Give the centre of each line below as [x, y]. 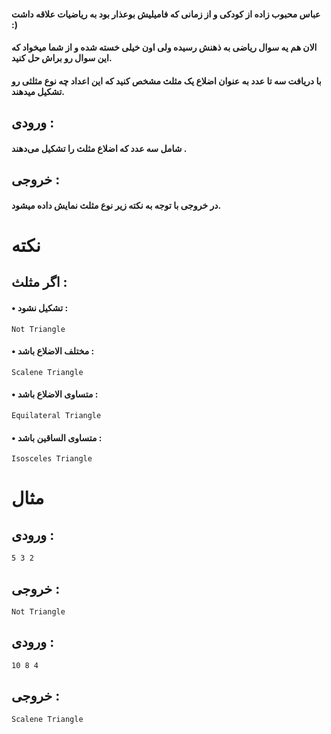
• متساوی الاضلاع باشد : [55, 394]
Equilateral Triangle [56, 415]
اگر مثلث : [39, 282]
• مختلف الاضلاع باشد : [53, 351]
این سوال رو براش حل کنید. [62, 58]
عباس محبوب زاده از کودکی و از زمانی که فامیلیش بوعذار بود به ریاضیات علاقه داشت [166, 14]
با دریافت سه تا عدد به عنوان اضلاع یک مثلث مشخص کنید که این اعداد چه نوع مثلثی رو [166, 81]
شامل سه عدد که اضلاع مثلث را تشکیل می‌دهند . [99, 148]
